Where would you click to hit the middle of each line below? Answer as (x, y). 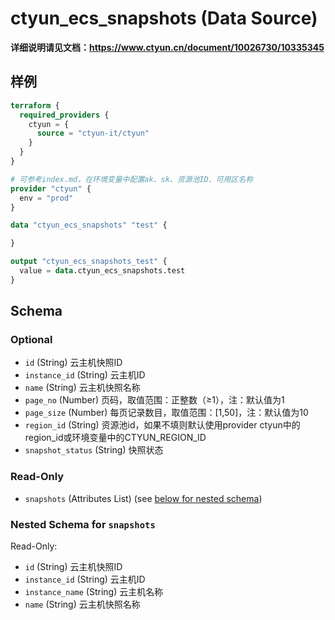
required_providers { (64, 115)
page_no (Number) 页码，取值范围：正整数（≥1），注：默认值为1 (154, 400)
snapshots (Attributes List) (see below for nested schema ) (143, 498)
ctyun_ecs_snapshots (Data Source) (164, 18)
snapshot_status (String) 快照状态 (94, 450)
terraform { (35, 105)
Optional (31, 340)
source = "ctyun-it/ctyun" (93, 133)
